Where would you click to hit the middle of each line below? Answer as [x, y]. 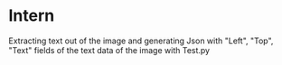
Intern [32, 16]
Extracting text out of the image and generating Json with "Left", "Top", [141, 41]
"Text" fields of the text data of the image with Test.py [109, 50]
